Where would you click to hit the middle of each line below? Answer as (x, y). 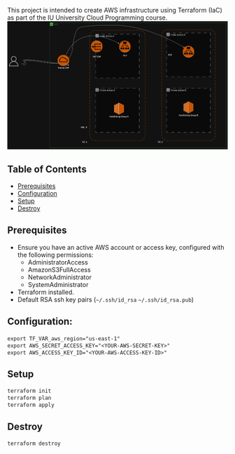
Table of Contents (47, 169)
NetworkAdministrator (60, 277)
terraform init (29, 391)
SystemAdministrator (58, 284)
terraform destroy (34, 444)
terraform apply (31, 405)
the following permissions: (55, 255)
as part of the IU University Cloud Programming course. (87, 18)
